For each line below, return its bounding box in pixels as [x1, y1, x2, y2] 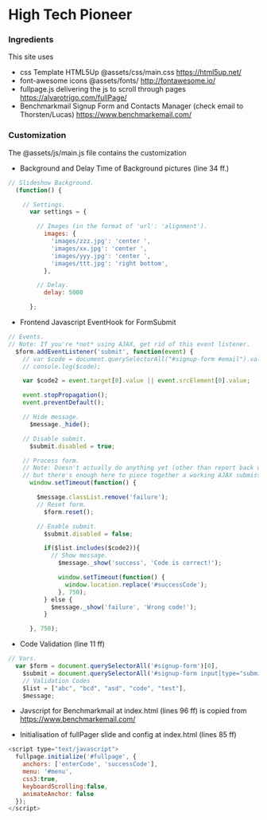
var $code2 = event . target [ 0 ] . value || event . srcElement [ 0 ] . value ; [22, 377, 251, 385]
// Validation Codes [22, 677, 91, 685]
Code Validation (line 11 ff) [19, 639, 106, 649]
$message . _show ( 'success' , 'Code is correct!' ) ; [58, 559, 222, 567]
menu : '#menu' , [22, 767, 73, 776]
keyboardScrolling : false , [22, 783, 109, 791]
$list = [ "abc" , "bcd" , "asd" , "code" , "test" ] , [22, 684, 187, 692]
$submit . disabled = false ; [43, 530, 133, 538]
